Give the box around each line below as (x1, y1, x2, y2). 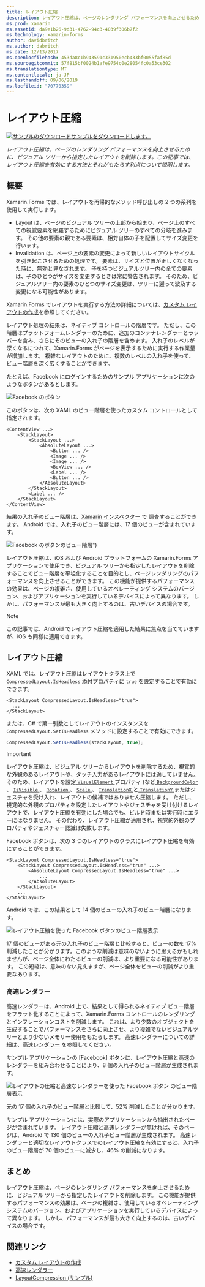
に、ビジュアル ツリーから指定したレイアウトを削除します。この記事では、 (6, 153, 195, 160)
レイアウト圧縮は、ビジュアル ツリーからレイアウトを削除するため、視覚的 (6, 763, 195, 771)
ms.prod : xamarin (6, 20, 51, 26)
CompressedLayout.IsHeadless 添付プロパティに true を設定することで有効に (6, 677, 198, 685)
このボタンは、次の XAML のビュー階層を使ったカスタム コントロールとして (6, 406, 198, 413)
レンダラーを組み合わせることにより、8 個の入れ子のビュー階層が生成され (6, 1061, 193, 1069)
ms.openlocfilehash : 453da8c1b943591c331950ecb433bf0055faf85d (6, 55, 171, 61)
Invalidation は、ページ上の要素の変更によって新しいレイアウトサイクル (15, 249, 195, 257)
